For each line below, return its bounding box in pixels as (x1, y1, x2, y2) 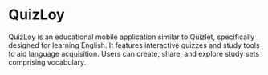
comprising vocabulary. (8, 57, 87, 67)
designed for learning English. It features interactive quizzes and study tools (8, 40, 260, 49)
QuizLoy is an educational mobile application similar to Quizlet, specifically (8, 32, 255, 41)
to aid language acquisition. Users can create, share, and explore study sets (8, 49, 259, 58)
